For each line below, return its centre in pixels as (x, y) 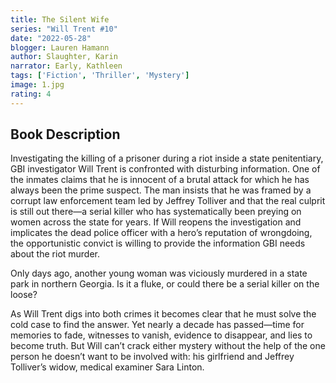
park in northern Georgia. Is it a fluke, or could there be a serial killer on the (165, 284)
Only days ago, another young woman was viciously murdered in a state (159, 273)
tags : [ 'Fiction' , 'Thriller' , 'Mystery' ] (100, 76)
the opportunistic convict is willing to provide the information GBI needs (158, 243)
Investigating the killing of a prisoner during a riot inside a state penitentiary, (167, 158)
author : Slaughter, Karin (64, 57)
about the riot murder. (55, 254)
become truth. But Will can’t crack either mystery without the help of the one (168, 346)
